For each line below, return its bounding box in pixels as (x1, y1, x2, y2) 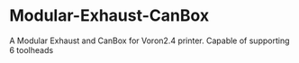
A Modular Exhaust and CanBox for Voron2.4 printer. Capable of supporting (9, 35, 290, 46)
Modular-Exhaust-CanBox (9, 5, 210, 26)
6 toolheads (9, 44, 54, 55)
